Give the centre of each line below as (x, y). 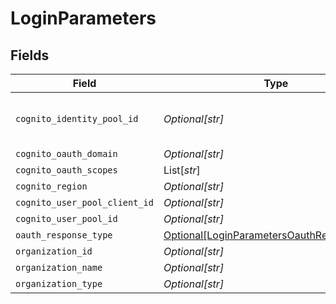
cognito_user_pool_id (66, 218)
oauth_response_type (64, 235)
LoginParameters (83, 18)
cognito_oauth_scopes (66, 170)
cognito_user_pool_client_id (84, 202)
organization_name (59, 267)
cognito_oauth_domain (66, 153)
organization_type (59, 283)
